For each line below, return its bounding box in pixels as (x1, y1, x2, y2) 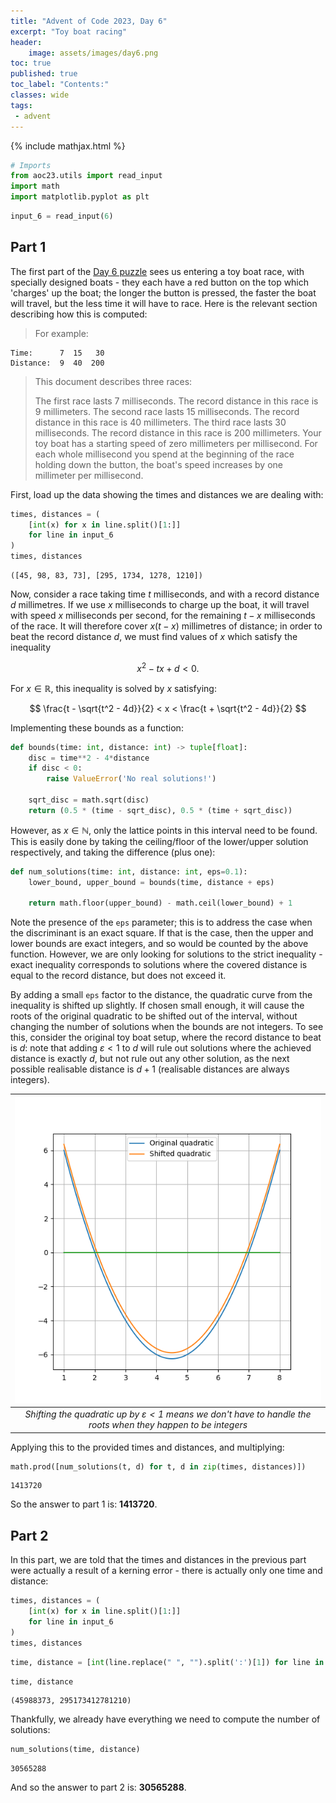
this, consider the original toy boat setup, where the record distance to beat (10, 1031, 322, 1044)
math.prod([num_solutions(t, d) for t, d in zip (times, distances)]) (10, 1461, 307, 1472)
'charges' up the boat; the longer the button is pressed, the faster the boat (10, 286, 317, 299)
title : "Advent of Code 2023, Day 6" (10, 16, 168, 26)
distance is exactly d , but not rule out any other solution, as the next (10, 1053, 290, 1065)
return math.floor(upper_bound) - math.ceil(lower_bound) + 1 (28, 898, 293, 909)
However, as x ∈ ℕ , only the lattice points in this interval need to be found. (10, 824, 318, 836)
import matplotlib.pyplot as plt (10, 192, 150, 202)
